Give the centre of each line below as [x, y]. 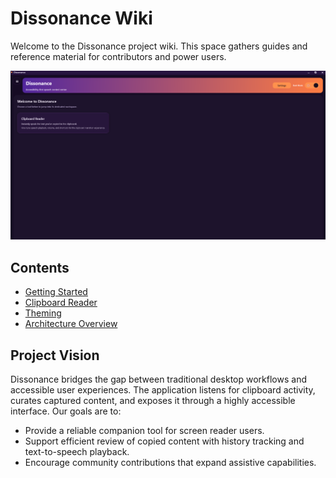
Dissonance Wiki [81, 18]
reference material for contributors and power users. [118, 56]
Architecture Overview [71, 324]
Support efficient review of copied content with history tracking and [164, 441]
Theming [43, 313]
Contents [40, 267]
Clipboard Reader [61, 303]
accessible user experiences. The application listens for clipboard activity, [163, 390]
